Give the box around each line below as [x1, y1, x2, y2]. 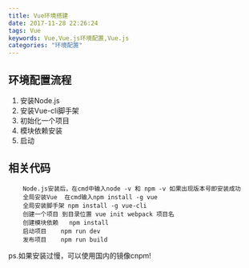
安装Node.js [19, 95, 60, 105]
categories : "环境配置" [8, 42, 82, 50]
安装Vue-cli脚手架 [19, 106, 80, 115]
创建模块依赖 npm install [22, 218, 110, 226]
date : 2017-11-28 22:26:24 [8, 19, 98, 27]
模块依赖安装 [19, 126, 62, 135]
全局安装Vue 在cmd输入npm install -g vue [22, 193, 159, 201]
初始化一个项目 [19, 115, 70, 125]
